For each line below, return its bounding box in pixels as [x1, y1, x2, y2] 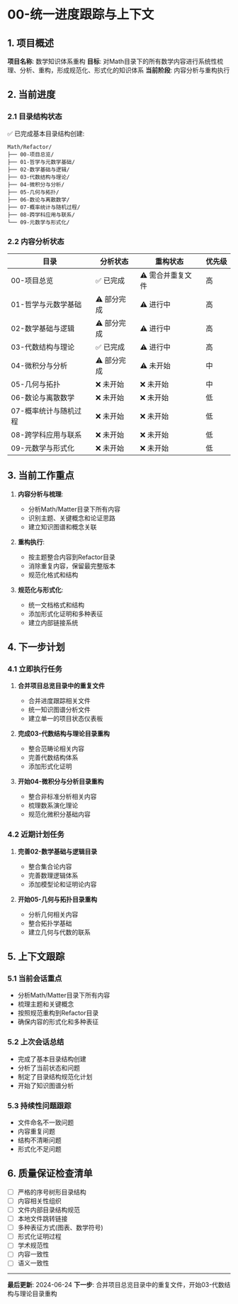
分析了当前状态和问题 [17, 1063, 80, 1072]
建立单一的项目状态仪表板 [28, 714, 103, 723]
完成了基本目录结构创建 [17, 1054, 86, 1063]
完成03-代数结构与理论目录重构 [17, 729, 110, 738]
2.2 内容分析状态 [7, 236, 65, 246]
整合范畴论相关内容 [28, 744, 85, 753]
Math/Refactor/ [7, 143, 52, 150]
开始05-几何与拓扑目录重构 [17, 895, 98, 903]
